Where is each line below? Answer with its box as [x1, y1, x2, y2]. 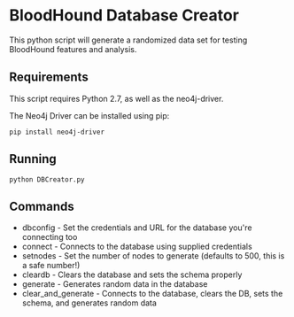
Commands [9, 198, 75, 213]
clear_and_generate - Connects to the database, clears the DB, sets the [21, 289, 283, 299]
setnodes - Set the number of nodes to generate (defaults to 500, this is [21, 251, 285, 261]
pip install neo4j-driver [9, 128, 104, 136]
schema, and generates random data [21, 298, 158, 308]
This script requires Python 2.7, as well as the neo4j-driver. [9, 93, 224, 104]
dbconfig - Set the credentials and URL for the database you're [21, 222, 252, 233]
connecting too [21, 232, 78, 243]
